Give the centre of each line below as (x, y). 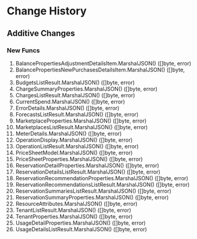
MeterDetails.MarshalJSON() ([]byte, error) (69, 133)
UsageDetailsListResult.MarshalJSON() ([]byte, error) (81, 229)
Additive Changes (41, 33)
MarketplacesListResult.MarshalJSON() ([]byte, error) (82, 127)
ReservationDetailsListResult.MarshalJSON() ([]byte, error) (88, 172)
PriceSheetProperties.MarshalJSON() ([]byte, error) (79, 159)
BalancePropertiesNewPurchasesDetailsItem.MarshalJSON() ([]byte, (100, 70)
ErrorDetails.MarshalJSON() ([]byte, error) (67, 108)
